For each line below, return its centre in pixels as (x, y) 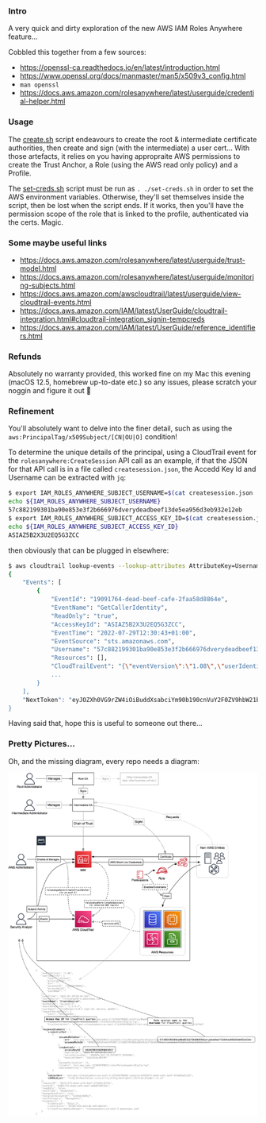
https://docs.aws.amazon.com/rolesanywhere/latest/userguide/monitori (137, 276)
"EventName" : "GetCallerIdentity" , (109, 608)
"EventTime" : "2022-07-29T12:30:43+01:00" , (123, 633)
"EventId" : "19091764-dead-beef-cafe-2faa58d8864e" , (139, 600)
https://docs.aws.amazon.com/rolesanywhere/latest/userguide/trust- (132, 260)
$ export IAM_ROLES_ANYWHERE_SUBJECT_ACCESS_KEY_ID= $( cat (106, 519)
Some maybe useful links (58, 242)
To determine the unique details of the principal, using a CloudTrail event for (133, 452)
